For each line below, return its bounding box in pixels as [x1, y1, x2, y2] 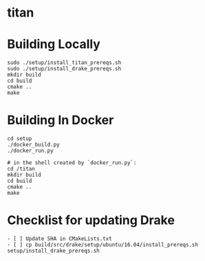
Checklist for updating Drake [7, 213, 175, 229]
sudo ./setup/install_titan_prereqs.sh [7, 59, 122, 66]
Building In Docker [7, 113, 114, 128]
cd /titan [7, 166, 36, 173]
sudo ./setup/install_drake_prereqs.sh [7, 66, 122, 72]
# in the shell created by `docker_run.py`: [7, 159, 137, 166]
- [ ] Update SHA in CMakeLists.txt [7, 235, 112, 242]
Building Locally [7, 37, 101, 52]
